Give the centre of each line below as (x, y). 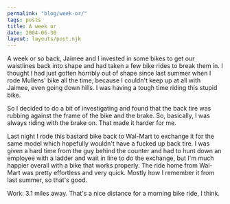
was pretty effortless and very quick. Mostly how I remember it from (118, 173)
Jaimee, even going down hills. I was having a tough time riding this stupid (112, 88)
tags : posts (24, 20)
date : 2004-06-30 (32, 33)
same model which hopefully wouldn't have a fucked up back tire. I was (108, 144)
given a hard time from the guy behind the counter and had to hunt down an (114, 151)
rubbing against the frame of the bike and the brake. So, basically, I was (109, 116)
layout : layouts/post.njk (44, 39)
